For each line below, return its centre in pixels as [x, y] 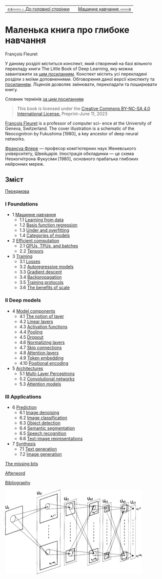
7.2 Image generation [40, 454]
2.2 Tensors [31, 251]
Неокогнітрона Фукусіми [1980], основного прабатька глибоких [72, 159]
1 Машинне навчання [34, 215]
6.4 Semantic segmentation [47, 428]
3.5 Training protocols [41, 282]
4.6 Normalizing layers [42, 342]
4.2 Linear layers [36, 321]
